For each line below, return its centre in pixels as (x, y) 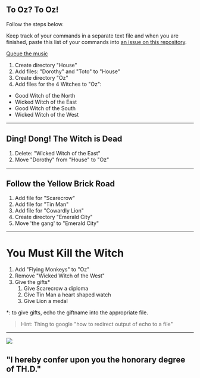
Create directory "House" (46, 65)
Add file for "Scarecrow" (45, 198)
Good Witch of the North (45, 95)
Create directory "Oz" (41, 77)
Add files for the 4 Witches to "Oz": (58, 84)
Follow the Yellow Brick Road (60, 184)
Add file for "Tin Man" (42, 204)
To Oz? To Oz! (32, 10)
